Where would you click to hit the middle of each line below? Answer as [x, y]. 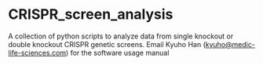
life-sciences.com [37, 52]
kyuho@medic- [230, 44]
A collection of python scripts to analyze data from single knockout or [121, 36]
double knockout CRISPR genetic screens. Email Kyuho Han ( [107, 44]
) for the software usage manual [117, 52]
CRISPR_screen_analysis [91, 14]
